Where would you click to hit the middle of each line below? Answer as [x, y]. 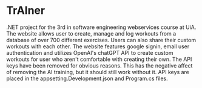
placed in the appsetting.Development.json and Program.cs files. [87, 78]
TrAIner [26, 11]
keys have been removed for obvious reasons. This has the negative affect [99, 65]
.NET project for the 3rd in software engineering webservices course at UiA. [101, 27]
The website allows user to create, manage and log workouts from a [91, 33]
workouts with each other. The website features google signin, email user [98, 46]
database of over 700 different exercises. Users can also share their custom [101, 40]
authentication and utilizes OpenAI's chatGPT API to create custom [90, 52]
